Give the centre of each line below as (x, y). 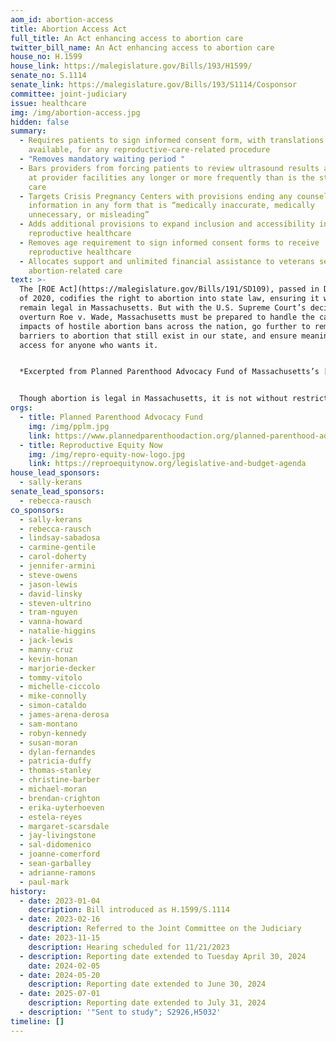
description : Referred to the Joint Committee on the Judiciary (165, 929)
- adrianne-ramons (58, 872)
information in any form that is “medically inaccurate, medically (171, 206)
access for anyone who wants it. (89, 345)
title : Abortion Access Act (69, 29)
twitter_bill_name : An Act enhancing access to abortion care (142, 47)
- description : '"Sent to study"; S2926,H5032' (120, 1012)
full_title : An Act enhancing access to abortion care (127, 38)
